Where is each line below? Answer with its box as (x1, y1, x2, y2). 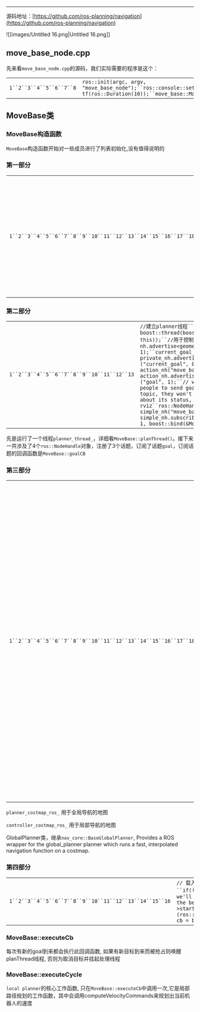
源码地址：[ (6, 13, 35, 20)
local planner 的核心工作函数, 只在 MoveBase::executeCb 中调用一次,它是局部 (6, 985, 190, 992)
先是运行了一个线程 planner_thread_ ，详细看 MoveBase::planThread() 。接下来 (6, 435, 193, 442)
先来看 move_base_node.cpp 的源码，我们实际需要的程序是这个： (6, 64, 159, 72)
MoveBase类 (6, 111, 55, 121)
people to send (139, 385, 183, 391)
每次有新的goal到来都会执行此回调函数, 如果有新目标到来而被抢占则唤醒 (6, 948, 182, 955)
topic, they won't (139, 391, 192, 397)
